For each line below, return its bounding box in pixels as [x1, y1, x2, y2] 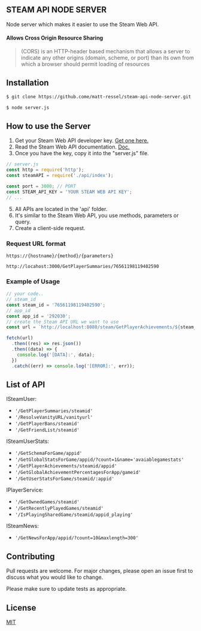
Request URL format [6, 239, 66, 247]
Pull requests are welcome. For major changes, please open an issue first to [6, 567, 193, 575]
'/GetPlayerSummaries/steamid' [14, 408, 93, 414]
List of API [6, 380, 45, 390]
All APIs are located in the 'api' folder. [14, 205, 108, 212]
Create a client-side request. [14, 224, 86, 231]
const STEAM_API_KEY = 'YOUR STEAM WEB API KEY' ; [6, 189, 133, 195]
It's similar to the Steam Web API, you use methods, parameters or [14, 212, 179, 219]
